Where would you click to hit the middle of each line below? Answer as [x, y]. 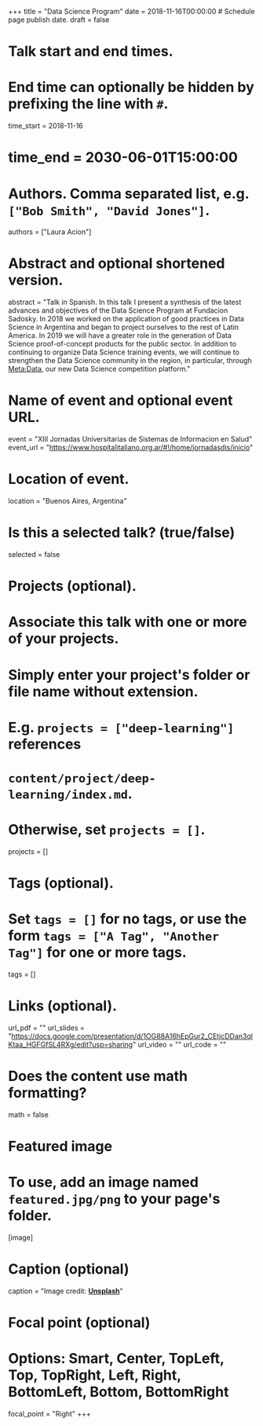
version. [36, 280]
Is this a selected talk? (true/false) [122, 533]
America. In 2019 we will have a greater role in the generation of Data [120, 335]
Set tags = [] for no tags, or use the [128, 919]
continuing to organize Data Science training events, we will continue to [124, 352]
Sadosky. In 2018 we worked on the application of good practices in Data [126, 319]
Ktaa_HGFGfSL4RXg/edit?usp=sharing [71, 1044]
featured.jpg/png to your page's [114, 1199]
